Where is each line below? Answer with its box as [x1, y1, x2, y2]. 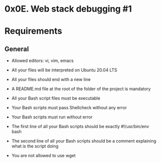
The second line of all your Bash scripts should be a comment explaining [11, 138, 157, 144]
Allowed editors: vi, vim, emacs [11, 58, 74, 64]
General [4, 45, 29, 53]
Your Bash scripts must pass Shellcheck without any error [11, 105, 127, 111]
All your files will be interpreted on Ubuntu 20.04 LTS [11, 67, 117, 73]
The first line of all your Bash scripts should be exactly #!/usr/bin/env [11, 124, 149, 130]
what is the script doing [11, 143, 59, 149]
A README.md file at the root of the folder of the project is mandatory [11, 86, 151, 92]
